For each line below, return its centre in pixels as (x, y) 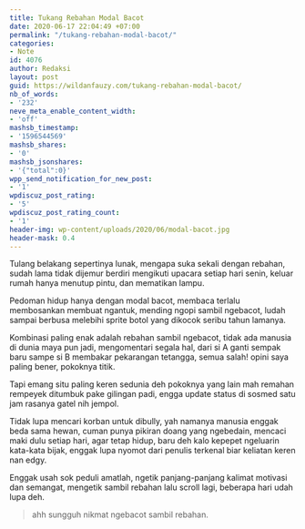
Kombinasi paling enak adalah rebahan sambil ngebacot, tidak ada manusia (151, 338)
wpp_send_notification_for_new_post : (81, 178)
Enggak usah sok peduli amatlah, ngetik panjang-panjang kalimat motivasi (148, 478)
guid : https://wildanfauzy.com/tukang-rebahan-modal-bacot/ (126, 86)
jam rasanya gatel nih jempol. (64, 404)
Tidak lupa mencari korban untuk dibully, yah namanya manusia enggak (144, 422)
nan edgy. (28, 460)
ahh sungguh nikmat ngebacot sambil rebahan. (120, 514)
